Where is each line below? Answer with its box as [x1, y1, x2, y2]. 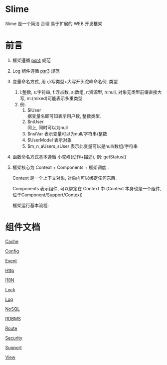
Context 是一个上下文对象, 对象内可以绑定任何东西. [12, 175, 117, 181]
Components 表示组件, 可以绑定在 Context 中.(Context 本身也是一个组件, [12, 185, 162, 191]
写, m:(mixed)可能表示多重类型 [19, 95, 83, 101]
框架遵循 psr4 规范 [12, 57, 51, 63]
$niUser [27, 119, 44, 124]
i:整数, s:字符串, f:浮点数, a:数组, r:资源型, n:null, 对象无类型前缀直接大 [19, 89, 162, 95]
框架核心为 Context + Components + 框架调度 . [12, 164, 109, 170]
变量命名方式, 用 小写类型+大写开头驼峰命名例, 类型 [12, 78, 118, 84]
